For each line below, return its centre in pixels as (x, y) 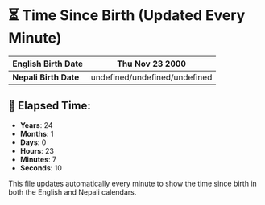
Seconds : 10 (41, 168)
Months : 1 (37, 133)
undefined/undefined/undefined (151, 77)
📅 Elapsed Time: (50, 106)
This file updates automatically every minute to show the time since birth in (133, 183)
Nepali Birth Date (46, 77)
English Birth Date (48, 64)
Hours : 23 (37, 150)
